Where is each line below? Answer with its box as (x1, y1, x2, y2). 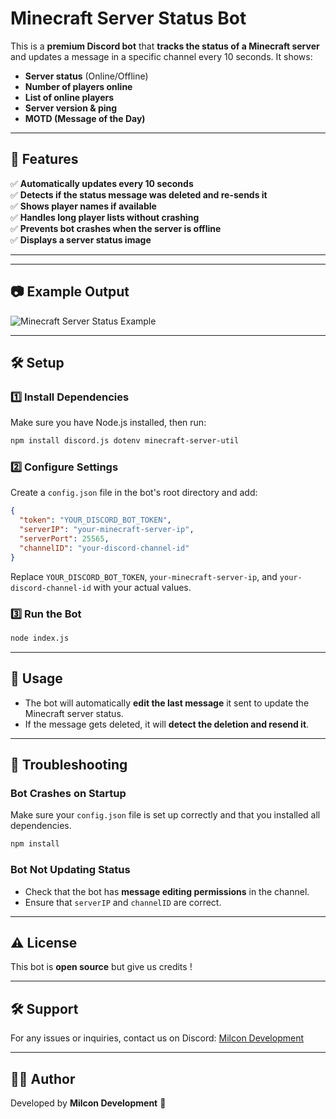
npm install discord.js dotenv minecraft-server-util (10, 436, 240, 446)
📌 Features (10, 151, 79, 168)
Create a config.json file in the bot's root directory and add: (10, 487, 258, 499)
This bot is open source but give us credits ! (10, 961, 193, 973)
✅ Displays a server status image (10, 233, 152, 246)
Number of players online (24, 80, 133, 92)
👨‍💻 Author (10, 1070, 76, 1087)
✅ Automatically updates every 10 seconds (10, 177, 194, 189)
